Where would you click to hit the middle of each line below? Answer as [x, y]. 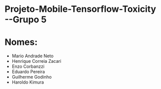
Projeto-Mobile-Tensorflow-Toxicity [80, 9]
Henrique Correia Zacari [36, 61]
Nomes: [21, 42]
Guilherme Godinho [32, 77]
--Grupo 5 [26, 20]
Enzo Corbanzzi [28, 67]
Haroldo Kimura [28, 82]
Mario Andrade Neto [33, 56]
